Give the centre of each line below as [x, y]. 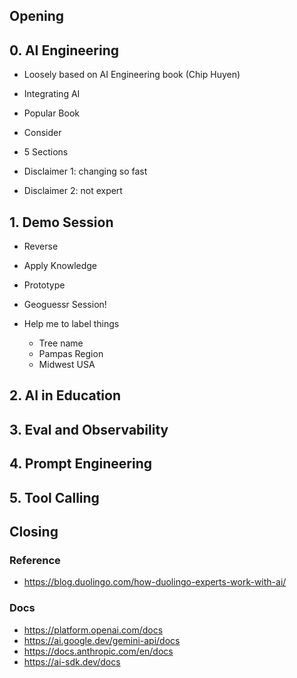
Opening [37, 16]
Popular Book [52, 113]
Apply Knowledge [60, 266]
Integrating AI [52, 94]
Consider [42, 133]
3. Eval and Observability [89, 429]
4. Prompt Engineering [80, 464]
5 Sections [46, 152]
